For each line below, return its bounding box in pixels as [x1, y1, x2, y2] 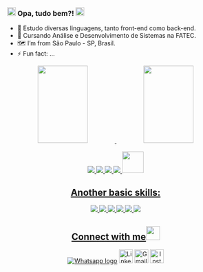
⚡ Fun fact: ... [17, 49, 55, 58]
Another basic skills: [70, 186, 161, 199]
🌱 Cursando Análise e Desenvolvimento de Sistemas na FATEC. [17, 32, 197, 40]
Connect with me [71, 231, 147, 242]
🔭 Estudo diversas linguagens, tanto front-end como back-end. [17, 24, 196, 32]
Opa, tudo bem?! [17, 8, 74, 18]
